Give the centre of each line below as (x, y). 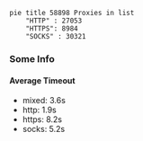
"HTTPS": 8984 (52, 29)
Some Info (32, 58)
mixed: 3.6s (44, 101)
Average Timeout (42, 80)
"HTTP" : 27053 (54, 21)
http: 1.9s (39, 110)
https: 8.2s (42, 119)
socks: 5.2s (44, 129)
